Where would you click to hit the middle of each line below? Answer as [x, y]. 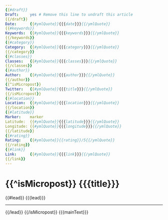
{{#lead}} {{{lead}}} [25, 197]
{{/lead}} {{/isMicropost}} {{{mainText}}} [47, 212]
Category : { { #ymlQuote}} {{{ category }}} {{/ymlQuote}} [62, 47]
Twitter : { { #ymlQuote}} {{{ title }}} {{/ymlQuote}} [59, 89]
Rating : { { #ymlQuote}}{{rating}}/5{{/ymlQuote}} [60, 140]
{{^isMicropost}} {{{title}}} [62, 184]
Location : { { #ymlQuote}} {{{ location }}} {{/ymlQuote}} [62, 103]
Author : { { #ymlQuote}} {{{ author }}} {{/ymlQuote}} [60, 75]
